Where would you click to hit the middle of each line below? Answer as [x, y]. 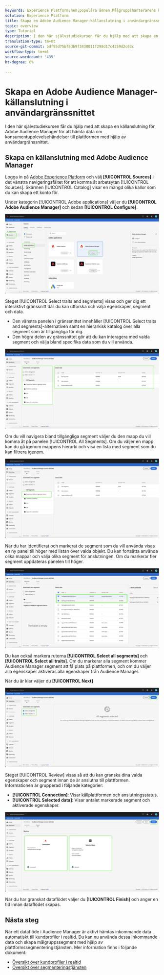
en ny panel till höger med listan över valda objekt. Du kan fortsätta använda [82, 551]
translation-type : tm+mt [30, 42]
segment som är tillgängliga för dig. [48, 332]
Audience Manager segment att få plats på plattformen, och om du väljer [78, 666]
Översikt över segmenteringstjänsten [49, 967]
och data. [15, 312]
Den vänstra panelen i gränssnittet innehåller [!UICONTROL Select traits [84, 321]
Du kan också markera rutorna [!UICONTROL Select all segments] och [76, 656]
